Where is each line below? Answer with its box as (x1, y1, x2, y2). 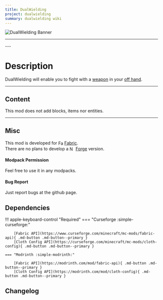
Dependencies (5, 203, 50, 212)
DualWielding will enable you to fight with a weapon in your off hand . (5, 76, 143, 83)
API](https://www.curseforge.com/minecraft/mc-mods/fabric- (31, 231, 155, 236)
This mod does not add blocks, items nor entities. (5, 108, 104, 114)
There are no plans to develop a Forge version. (5, 146, 105, 151)
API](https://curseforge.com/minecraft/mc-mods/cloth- (44, 240, 158, 245)
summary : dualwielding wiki (5, 16, 62, 21)
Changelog (5, 287, 39, 295)
